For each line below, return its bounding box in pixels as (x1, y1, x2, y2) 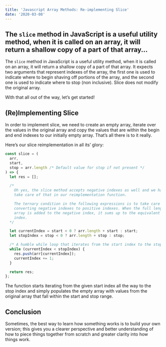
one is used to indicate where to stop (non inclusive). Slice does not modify (5, 79, 159, 85)
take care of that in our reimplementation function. (14, 193, 127, 197)
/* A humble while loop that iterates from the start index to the (9, 242, 152, 247)
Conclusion (5, 308, 41, 316)
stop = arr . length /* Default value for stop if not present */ (9, 165, 145, 170)
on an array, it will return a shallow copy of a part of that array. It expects (5, 64, 153, 70)
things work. (5, 337, 31, 343)
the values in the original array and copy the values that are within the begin (5, 127, 160, 133)
